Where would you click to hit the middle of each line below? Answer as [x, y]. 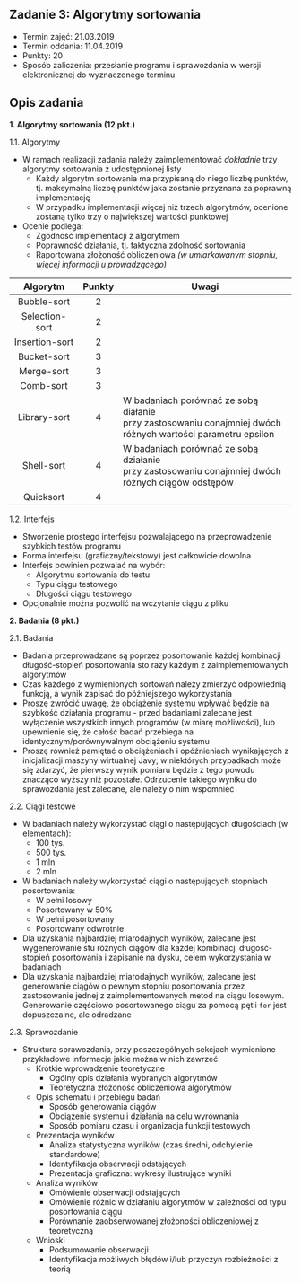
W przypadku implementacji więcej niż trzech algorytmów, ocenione [162, 207]
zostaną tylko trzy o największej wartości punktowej [132, 216]
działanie [142, 460]
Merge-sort [44, 371]
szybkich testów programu [71, 546]
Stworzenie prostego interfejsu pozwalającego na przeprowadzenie [147, 536]
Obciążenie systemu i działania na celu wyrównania [144, 1116]
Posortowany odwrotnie [80, 928]
